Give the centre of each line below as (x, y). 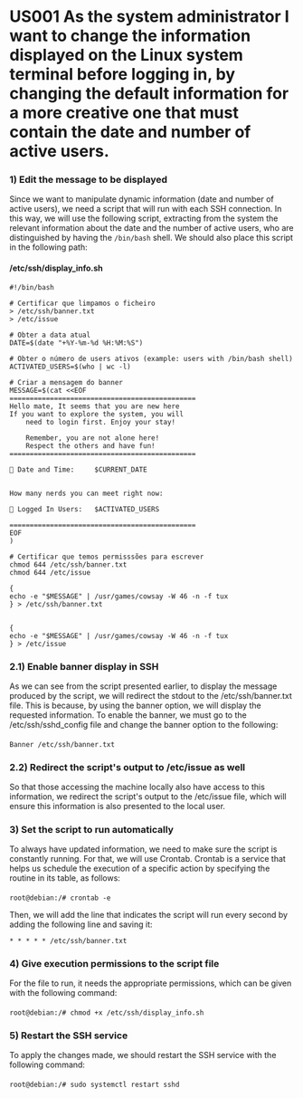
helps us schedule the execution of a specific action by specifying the (140, 869)
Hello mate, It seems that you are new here (95, 406)
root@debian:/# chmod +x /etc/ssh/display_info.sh (107, 1012)
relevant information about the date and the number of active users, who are (151, 228)
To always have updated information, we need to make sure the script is (143, 849)
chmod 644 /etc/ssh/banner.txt (68, 564)
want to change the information (130, 36)
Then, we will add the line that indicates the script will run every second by (148, 914)
